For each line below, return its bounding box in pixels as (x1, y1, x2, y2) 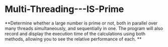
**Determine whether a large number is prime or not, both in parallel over (5, 20, 158, 26)
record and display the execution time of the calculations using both (5, 30, 146, 36)
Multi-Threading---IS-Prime (5, 3, 124, 15)
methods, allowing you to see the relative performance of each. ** (5, 36, 142, 42)
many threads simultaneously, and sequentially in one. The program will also (5, 25, 163, 31)
